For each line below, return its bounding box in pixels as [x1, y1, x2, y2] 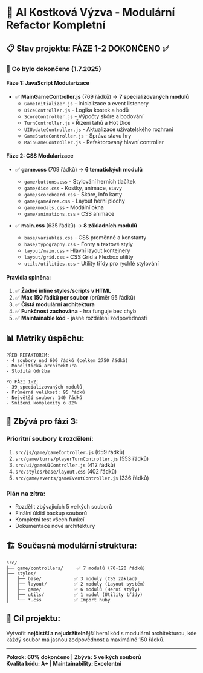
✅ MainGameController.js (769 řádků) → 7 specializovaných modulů [14, 93, 189, 100]
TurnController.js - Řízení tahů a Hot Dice [24, 119, 131, 126]
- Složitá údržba [6, 368, 50, 374]
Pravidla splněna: [6, 273, 51, 281]
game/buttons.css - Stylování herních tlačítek [24, 178, 136, 185]
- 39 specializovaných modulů [6, 384, 83, 390]
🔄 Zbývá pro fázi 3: [6, 417, 79, 427]
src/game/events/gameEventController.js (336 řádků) [14, 474, 149, 481]
